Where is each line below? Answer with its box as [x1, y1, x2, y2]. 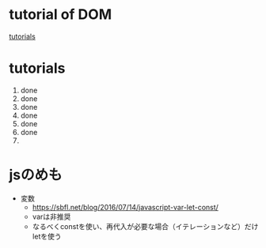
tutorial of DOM [9, 6, 112, 24]
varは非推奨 [32, 212, 71, 221]
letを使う [32, 231, 62, 241]
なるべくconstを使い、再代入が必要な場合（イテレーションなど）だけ [32, 221, 259, 231]
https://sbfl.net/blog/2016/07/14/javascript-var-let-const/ [32, 202, 218, 212]
